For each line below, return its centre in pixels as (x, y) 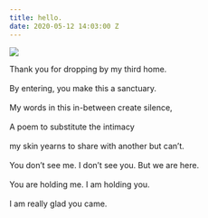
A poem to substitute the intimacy (72, 127)
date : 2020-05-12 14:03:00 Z (64, 26)
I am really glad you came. (58, 204)
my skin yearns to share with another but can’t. (97, 146)
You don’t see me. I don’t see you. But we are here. (104, 165)
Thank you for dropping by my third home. (88, 69)
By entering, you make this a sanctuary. (83, 88)
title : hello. (36, 18)
